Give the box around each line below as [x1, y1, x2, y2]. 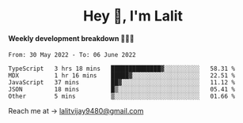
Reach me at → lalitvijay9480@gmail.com [8, 106, 144, 116]
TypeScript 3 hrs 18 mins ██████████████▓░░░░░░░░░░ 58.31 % [8, 65, 236, 73]
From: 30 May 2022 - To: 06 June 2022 [8, 51, 136, 59]
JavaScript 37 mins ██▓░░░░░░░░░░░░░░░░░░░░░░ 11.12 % [8, 79, 236, 87]
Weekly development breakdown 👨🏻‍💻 [8, 33, 135, 43]
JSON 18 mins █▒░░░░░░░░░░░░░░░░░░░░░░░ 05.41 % [8, 86, 236, 94]
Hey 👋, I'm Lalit [82, 7, 184, 25]
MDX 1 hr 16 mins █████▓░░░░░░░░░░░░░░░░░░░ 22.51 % [8, 72, 236, 80]
